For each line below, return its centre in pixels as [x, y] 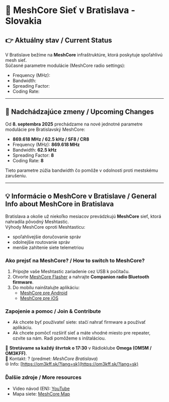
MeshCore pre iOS [39, 298]
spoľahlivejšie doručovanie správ [47, 237]
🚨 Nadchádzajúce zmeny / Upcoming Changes [80, 112]
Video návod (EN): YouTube [41, 388]
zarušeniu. [16, 175]
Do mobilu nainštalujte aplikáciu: [46, 287]
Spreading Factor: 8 [33, 155]
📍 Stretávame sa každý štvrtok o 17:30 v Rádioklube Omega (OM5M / [78, 348]
